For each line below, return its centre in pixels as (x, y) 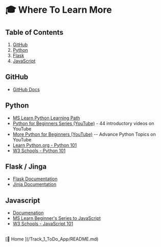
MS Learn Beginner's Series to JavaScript (57, 218)
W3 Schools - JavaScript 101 (43, 224)
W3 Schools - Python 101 (39, 150)
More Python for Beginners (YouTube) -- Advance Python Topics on (84, 134)
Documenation (28, 213)
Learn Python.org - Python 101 (45, 145)
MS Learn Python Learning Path (46, 118)
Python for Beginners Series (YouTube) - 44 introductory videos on (83, 123)
